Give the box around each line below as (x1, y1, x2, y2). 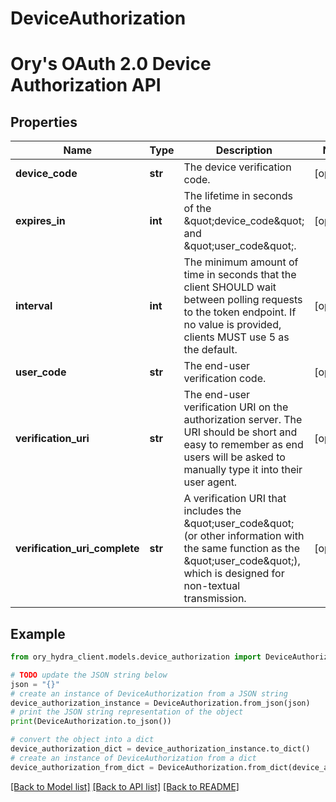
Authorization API (10, 74, 162, 97)
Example (10, 625, 66, 642)
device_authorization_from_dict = (10, 762, 155, 772)
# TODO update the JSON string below (10, 670, 168, 680)
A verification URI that (183, 492, 287, 506)
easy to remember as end (183, 438, 304, 452)
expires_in (15, 214, 66, 228)
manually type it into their (183, 463, 303, 477)
